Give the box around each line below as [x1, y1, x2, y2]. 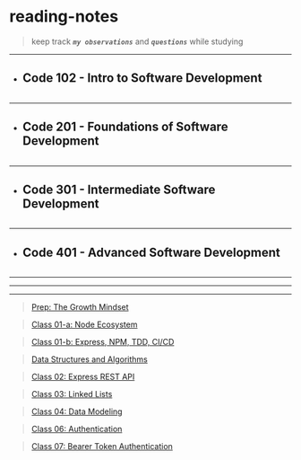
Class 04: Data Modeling [30, 406, 123, 417]
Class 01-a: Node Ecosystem [30, 319, 138, 330]
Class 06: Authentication [30, 424, 123, 435]
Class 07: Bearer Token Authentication [30, 441, 173, 452]
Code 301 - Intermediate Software [21, 181, 216, 197]
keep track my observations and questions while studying [30, 36, 244, 47]
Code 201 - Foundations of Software [21, 119, 228, 135]
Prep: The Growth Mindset [30, 302, 129, 313]
